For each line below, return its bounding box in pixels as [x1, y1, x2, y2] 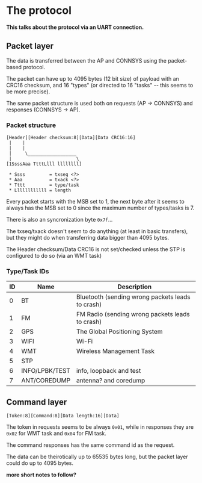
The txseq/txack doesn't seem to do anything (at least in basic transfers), [6, 228, 188, 235]
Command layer [6, 397, 67, 407]
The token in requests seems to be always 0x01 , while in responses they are [6, 423, 194, 431]
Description [117, 282, 152, 291]
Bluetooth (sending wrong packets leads [76, 293, 191, 301]
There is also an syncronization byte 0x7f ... [6, 216, 113, 223]
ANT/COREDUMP [21, 376, 71, 385]
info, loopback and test [76, 367, 141, 375]
